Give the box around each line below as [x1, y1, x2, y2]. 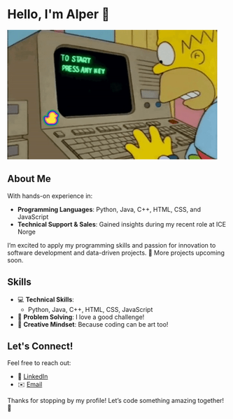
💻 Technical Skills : [17, 295, 75, 304]
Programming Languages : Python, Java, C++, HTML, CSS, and [17, 205, 202, 213]
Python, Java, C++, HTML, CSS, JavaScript [27, 305, 153, 313]
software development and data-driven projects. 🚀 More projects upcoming [7, 248, 225, 257]
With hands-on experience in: [7, 192, 93, 200]
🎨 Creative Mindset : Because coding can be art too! [17, 320, 169, 328]
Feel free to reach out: [7, 359, 71, 367]
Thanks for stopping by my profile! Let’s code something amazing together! [7, 397, 225, 405]
